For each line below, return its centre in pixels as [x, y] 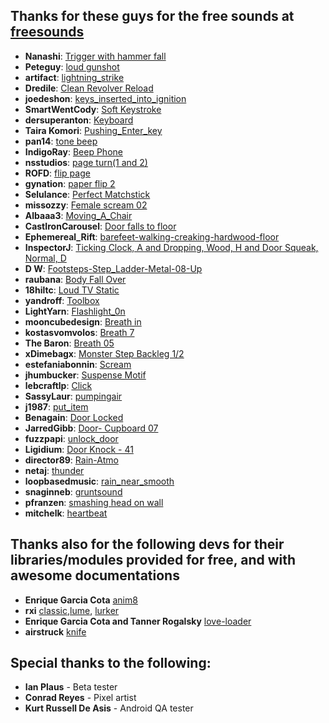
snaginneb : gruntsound [73, 491]
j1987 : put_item [56, 406]
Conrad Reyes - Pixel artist [80, 698]
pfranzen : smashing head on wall [94, 502]
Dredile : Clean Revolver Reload [89, 88]
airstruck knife [55, 631]
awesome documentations [95, 575]
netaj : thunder [54, 470]
